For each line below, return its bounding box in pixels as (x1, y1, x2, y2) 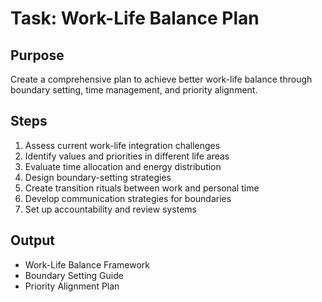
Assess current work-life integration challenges (24, 139, 221, 151)
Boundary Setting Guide (24, 269, 124, 281)
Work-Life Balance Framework (24, 258, 151, 271)
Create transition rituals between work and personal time (24, 182, 260, 194)
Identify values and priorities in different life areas (24, 150, 230, 162)
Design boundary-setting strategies (24, 171, 172, 183)
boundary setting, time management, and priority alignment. (10, 84, 258, 96)
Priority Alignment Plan (24, 280, 120, 292)
